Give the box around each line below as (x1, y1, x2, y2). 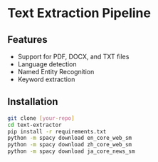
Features (7, 34, 48, 46)
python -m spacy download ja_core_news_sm (7, 148, 135, 155)
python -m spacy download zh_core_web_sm (7, 141, 132, 148)
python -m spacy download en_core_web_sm (7, 134, 132, 142)
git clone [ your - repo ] (7, 114, 75, 122)
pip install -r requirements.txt (7, 128, 107, 135)
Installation (7, 96, 58, 108)
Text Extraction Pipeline (7, 5, 152, 21)
